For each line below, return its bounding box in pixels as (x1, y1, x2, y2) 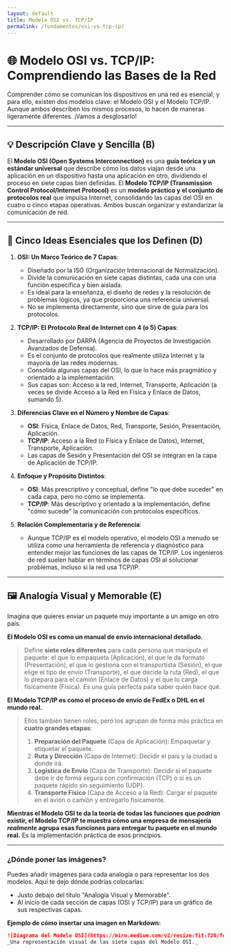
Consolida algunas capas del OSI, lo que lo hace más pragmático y (27, 366, 217, 374)
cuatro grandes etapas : (23, 723, 93, 732)
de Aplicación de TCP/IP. (27, 458, 98, 467)
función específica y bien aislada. (27, 280, 122, 289)
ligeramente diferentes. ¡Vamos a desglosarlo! (7, 112, 137, 120)
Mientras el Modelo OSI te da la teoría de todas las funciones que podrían (7, 809, 221, 817)
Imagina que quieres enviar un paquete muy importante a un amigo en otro (7, 612, 219, 620)
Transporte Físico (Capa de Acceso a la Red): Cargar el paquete (34, 788, 218, 796)
